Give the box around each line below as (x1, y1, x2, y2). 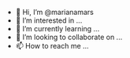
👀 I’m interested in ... (15, 16, 83, 25)
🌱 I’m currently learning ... (15, 24, 100, 33)
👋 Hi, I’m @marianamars (15, 8, 95, 16)
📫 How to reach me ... (15, 42, 89, 50)
